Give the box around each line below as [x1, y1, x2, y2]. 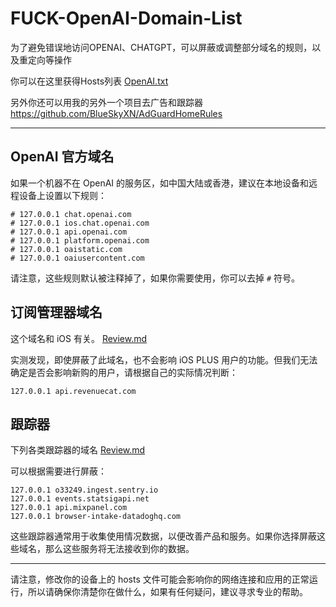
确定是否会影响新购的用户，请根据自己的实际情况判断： [10, 366, 238, 378]
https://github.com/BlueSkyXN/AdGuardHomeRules [10, 107, 223, 119]
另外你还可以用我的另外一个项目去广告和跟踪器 [10, 96, 203, 108]
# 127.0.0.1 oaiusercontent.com [10, 253, 145, 263]
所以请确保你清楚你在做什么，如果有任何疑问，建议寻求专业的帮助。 [27, 586, 308, 598]
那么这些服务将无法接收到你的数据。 [44, 543, 195, 555]
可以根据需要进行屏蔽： [10, 465, 107, 477]
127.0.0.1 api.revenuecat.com [10, 386, 137, 396]
